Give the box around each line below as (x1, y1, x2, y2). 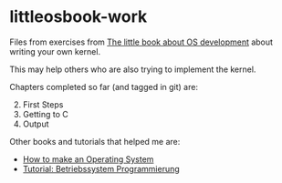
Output (22, 118, 49, 129)
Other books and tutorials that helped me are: (9, 136, 181, 147)
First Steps (22, 98, 64, 110)
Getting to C (22, 108, 68, 119)
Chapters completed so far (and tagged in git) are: (9, 81, 199, 92)
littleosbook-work (9, 6, 148, 27)
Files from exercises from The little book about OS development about (9, 36, 274, 47)
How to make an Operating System (22, 153, 154, 165)
